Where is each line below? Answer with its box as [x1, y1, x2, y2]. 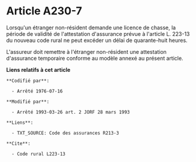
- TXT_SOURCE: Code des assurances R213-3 [11, 130, 119, 136]
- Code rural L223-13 [11, 151, 66, 157]
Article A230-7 [6, 4, 83, 18]
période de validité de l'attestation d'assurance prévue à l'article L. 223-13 [6, 30, 190, 37]
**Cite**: [6, 140, 31, 146]
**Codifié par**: [6, 78, 50, 84]
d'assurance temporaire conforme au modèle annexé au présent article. [6, 54, 184, 62]
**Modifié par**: [6, 99, 50, 105]
